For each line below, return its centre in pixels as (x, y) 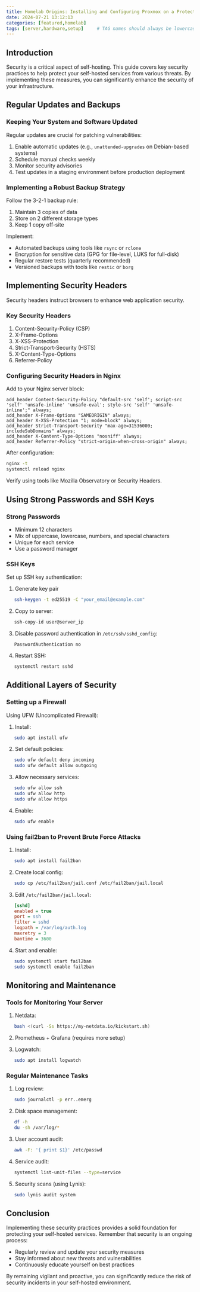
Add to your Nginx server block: (45, 389)
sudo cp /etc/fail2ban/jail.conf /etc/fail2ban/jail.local (89, 883)
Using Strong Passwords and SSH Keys (80, 500)
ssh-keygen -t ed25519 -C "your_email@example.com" (79, 600)
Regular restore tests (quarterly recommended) (73, 261)
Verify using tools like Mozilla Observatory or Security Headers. (84, 481)
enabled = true (33, 911)
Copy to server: (34, 611)
